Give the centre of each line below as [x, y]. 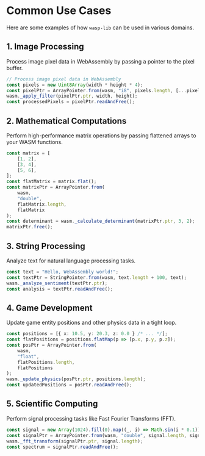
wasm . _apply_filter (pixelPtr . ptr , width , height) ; [72, 96]
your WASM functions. [34, 142]
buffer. [15, 68]
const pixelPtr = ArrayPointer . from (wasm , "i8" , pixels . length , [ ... [97, 90]
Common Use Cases [59, 11]
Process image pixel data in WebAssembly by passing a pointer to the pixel [101, 61]
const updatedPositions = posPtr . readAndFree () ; [69, 385]
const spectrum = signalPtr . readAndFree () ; [63, 447]
